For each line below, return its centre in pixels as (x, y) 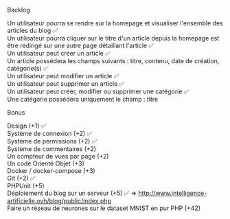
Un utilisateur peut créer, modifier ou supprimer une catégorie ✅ (98, 91)
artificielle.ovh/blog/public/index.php (59, 201)
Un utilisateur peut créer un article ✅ (59, 53)
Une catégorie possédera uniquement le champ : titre (83, 99)
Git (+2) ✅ (21, 178)
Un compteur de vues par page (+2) (58, 156)
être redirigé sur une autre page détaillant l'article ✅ (81, 45)
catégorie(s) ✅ (28, 68)
